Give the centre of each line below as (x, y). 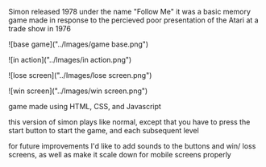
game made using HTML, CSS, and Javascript (85, 106)
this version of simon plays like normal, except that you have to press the (129, 122)
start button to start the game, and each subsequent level (104, 130)
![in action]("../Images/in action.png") (70, 60)
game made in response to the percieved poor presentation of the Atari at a (134, 20)
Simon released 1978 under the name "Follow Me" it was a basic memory (130, 12)
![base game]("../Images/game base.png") (79, 44)
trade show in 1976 (39, 29)
